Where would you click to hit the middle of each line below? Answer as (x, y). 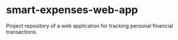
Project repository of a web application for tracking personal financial (90, 26)
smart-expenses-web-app (72, 10)
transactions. (22, 31)
